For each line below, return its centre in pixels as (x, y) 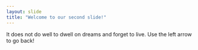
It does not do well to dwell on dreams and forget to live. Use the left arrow (99, 34)
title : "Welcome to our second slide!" (56, 17)
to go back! (20, 40)
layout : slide (24, 12)
